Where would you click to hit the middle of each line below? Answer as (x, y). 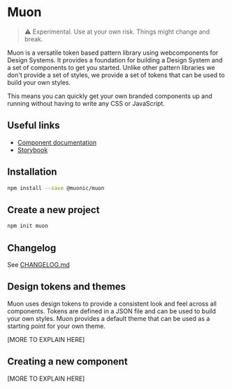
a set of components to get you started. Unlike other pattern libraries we (111, 67)
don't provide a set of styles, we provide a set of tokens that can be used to (116, 75)
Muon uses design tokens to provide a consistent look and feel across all (112, 303)
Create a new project (53, 210)
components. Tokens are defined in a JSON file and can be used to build (112, 311)
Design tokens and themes (67, 287)
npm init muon (28, 226)
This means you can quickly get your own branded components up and (110, 96)
